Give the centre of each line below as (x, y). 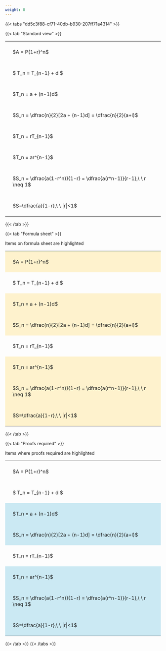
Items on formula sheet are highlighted (44, 243)
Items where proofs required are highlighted (50, 453)
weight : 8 (15, 10)
